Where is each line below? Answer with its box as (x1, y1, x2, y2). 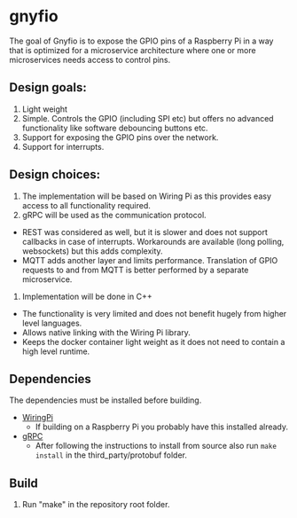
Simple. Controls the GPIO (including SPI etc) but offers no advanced (21, 113, 274, 123)
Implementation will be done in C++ (21, 291, 152, 302)
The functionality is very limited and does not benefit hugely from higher (21, 308, 287, 318)
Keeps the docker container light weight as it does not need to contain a (21, 336, 285, 347)
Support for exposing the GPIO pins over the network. (21, 131, 219, 143)
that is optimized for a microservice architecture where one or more (9, 44, 256, 55)
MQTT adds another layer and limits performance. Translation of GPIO (21, 255, 278, 265)
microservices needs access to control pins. (9, 54, 171, 65)
